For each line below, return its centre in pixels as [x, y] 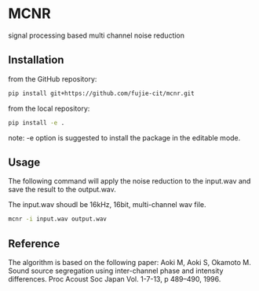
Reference [34, 244]
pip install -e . [36, 122]
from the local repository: [49, 108]
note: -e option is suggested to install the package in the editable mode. [124, 137]
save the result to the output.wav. [62, 190]
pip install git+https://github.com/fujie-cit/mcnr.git [101, 93]
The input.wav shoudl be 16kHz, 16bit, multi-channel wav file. [107, 205]
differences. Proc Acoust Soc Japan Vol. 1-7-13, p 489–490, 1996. [115, 279]
